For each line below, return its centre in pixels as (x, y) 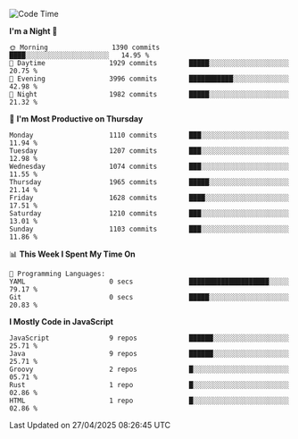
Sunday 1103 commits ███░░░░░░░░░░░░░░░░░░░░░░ (149, 229)
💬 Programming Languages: (57, 274)
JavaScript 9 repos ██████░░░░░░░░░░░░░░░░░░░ (149, 338)
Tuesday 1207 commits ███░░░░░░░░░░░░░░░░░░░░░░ (149, 151)
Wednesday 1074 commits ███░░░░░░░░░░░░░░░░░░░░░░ (149, 166)
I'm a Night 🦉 (33, 31)
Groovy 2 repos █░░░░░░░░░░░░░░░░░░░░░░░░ (149, 369)
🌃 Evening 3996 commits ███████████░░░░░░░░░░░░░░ (149, 79)
